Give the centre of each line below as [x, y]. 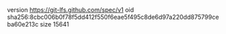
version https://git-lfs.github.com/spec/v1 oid [71, 10]
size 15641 [55, 24]
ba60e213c [23, 24]
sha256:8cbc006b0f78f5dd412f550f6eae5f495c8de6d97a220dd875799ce [113, 17]
